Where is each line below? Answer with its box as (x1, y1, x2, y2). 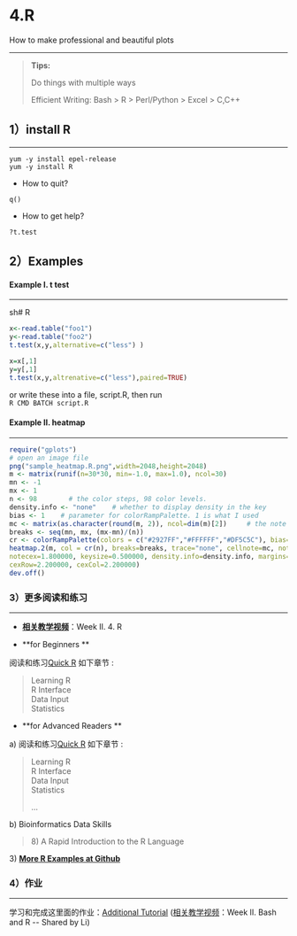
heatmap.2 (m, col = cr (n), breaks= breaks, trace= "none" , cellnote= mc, (9, 544, 275, 553)
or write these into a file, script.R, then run (9, 389, 163, 399)
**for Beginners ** (21, 639, 90, 650)
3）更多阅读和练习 (9, 591, 88, 603)
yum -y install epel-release (9, 154, 117, 164)
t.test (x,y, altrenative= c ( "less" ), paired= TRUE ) (9, 373, 188, 382)
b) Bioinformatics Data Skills (9, 819, 112, 830)
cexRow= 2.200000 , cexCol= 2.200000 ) (9, 561, 141, 569)
